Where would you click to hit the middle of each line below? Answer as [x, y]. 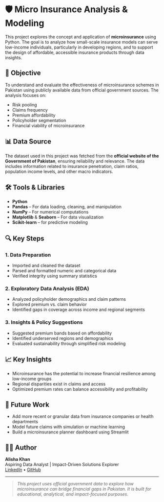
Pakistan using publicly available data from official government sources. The [82, 90]
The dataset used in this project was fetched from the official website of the [82, 156]
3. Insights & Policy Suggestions [44, 322]
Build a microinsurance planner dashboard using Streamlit [70, 432]
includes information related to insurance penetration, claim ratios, [72, 166]
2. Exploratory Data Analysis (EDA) [47, 288]
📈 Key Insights [29, 360]
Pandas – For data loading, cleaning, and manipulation [67, 207]
